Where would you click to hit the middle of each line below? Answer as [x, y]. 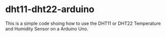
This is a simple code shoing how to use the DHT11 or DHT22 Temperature [83, 23]
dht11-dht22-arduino [50, 9]
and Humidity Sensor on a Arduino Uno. [47, 28]
